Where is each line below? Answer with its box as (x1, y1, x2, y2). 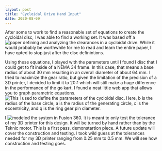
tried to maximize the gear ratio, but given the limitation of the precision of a (5, 75, 157, 80)
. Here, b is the (123, 95, 153, 101)
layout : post (5, 7, 32, 12)
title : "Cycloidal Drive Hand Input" (5, 12, 81, 16)
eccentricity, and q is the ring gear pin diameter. (5, 106, 101, 111)
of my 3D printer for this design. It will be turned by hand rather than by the (5, 120, 155, 126)
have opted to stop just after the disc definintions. (5, 50, 104, 56)
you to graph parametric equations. (5, 90, 76, 96)
